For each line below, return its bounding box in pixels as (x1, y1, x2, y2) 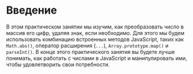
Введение (6, 4, 57, 17)
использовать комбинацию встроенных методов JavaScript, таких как (6, 36, 184, 43)
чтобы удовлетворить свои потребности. (6, 60, 110, 68)
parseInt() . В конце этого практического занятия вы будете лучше (6, 48, 175, 55)
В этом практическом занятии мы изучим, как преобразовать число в (6, 23, 184, 30)
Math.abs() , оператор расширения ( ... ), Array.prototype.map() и (6, 42, 169, 49)
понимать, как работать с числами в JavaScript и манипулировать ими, (6, 54, 188, 62)
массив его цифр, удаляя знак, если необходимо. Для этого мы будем (6, 29, 185, 36)
